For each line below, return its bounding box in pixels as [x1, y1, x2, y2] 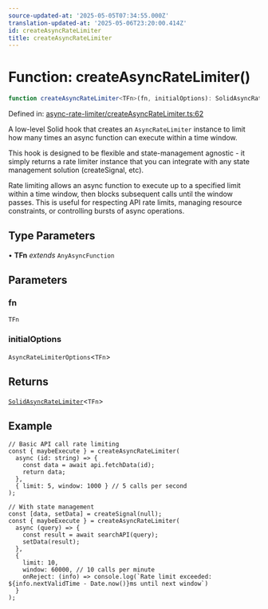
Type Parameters [8, 229, 96, 243]
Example [8, 419, 53, 433]
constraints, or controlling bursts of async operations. [8, 206, 185, 216]
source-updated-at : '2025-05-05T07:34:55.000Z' [8, 11, 170, 20]
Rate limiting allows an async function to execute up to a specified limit [8, 181, 241, 191]
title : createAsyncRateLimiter [8, 33, 112, 42]
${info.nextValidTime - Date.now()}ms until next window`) [8, 580, 209, 588]
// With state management [8, 503, 94, 511]
